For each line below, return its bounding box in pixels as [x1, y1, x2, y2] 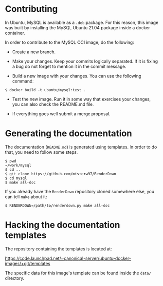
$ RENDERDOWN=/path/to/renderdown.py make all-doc [5, 203, 110, 208]
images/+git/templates [5, 260, 51, 266]
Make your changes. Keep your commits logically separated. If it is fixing [12, 58, 158, 64]
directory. [5, 275, 24, 281]
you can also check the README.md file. [12, 101, 94, 107]
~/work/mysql [5, 163, 32, 168]
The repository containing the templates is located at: [5, 245, 112, 252]
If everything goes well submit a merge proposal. [12, 111, 110, 117]
